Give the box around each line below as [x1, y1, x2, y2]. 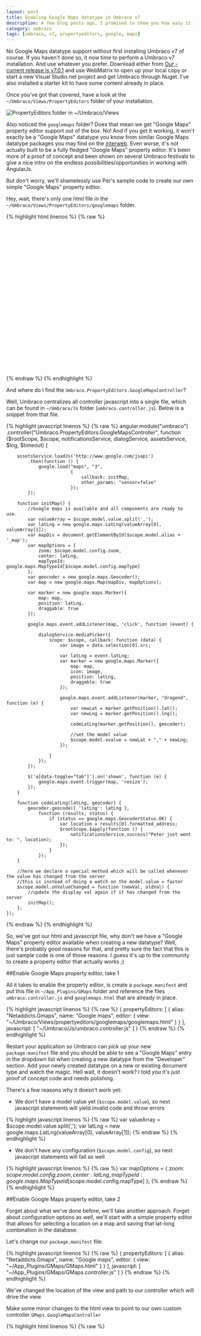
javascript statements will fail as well [14, 1153, 105, 1161]
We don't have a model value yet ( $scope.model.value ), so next [14, 1098, 170, 1105]
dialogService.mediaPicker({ [38, 632, 111, 638]
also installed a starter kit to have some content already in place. [6, 79, 165, 87]
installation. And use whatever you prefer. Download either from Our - [6, 61, 178, 68]
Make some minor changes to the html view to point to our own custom [6, 1305, 182, 1312]
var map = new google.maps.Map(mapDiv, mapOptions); [28, 579, 162, 585]
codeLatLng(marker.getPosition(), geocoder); [70, 721, 186, 727]
